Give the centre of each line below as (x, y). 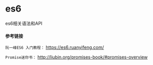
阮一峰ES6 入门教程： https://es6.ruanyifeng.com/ (55, 47)
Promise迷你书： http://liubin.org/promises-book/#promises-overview (76, 57)
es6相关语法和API (24, 23)
